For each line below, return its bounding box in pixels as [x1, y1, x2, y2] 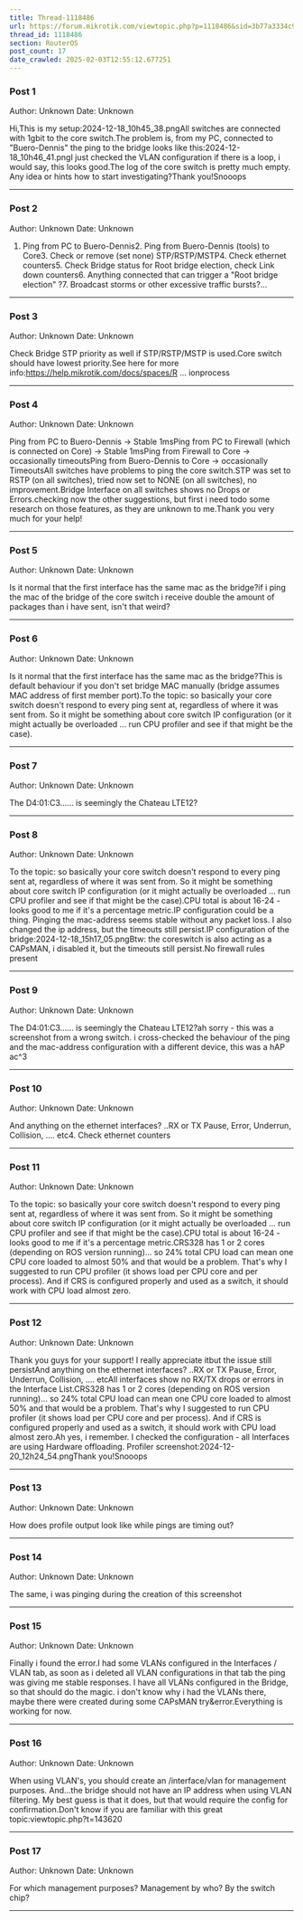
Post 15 [9, 1620, 42, 1632]
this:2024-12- [188, 142, 241, 154]
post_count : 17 [9, 47, 67, 56]
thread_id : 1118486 [9, 30, 83, 39]
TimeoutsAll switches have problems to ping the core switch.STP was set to [9, 465, 291, 476]
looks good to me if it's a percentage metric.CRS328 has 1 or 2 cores [9, 1237, 265, 1248]
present [9, 953, 39, 964]
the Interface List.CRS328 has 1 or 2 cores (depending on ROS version [9, 1383, 271, 1394]
